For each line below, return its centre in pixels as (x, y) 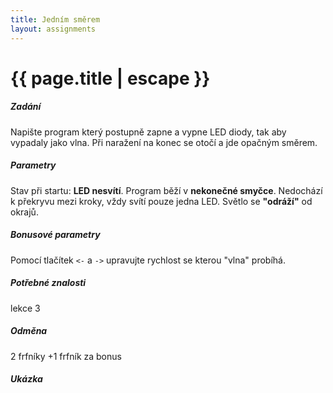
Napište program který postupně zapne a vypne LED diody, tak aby (148, 132)
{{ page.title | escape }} (110, 78)
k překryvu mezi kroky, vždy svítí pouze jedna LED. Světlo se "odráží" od (161, 201)
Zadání (26, 107)
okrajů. (24, 212)
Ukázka (26, 379)
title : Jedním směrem (55, 19)
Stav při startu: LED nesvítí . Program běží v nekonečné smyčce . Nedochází (166, 190)
